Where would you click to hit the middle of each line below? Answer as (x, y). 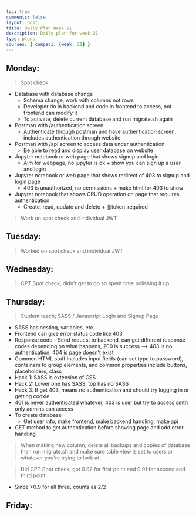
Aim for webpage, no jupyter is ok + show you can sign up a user (102, 163)
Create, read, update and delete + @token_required (86, 206)
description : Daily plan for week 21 (52, 34)
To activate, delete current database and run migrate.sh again (98, 119)
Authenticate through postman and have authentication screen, (100, 131)
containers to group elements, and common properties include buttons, (101, 365)
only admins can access (44, 409)
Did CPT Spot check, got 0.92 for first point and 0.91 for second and (103, 469)
